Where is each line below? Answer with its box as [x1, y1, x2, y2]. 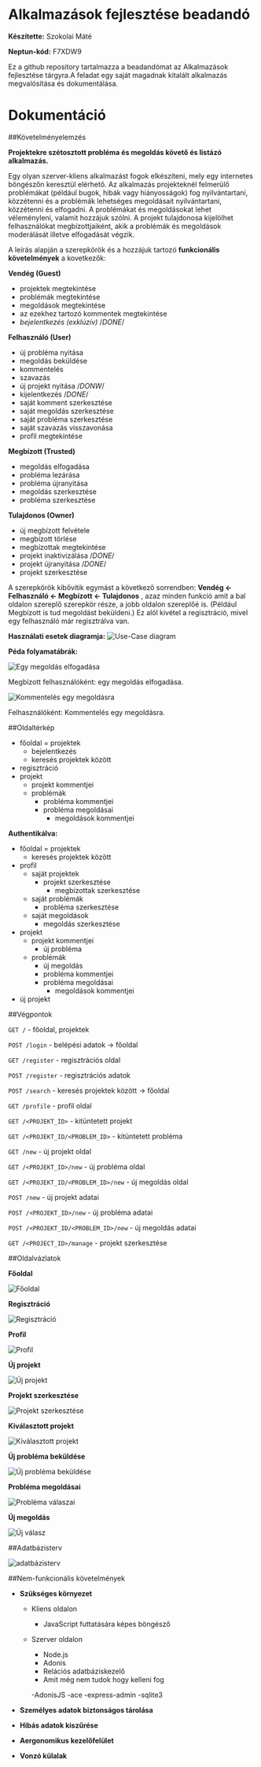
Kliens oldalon [31, 1603, 77, 1614]
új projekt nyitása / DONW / [19, 381, 105, 390]
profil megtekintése [19, 431, 83, 441]
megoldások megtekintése [19, 301, 106, 310]
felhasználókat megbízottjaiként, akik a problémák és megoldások [8, 221, 222, 231]
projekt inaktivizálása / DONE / [19, 551, 115, 560]
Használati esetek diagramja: [8, 631, 106, 640]
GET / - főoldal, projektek [8, 1024, 90, 1034]
